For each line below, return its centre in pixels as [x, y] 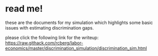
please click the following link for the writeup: [52, 37]
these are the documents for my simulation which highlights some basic [79, 22]
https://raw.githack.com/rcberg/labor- [44, 42]
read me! [24, 9]
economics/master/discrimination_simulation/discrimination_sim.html [76, 48]
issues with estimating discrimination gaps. [49, 27]
